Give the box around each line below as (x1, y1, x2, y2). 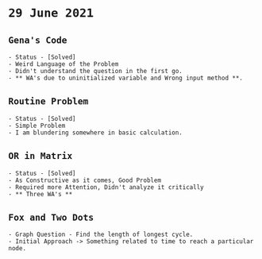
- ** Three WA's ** (8, 190, 73, 198)
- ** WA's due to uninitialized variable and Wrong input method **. (8, 74, 244, 82)
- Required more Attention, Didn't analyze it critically (8, 183, 204, 191)
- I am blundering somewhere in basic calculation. (8, 129, 183, 137)
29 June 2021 (8, 6, 94, 21)
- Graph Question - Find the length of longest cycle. (8, 230, 194, 239)
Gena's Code (8, 34, 67, 45)
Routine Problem (8, 95, 89, 107)
